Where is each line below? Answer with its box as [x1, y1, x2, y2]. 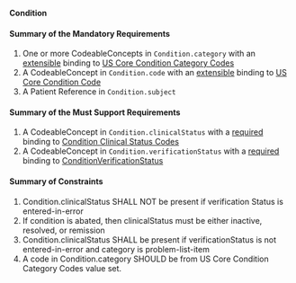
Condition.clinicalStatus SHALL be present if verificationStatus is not [22, 234, 277, 245]
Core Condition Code [22, 76, 102, 88]
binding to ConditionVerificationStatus [22, 155, 164, 166]
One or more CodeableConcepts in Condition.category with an [22, 49, 256, 59]
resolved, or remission [22, 225, 105, 235]
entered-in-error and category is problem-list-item [22, 243, 210, 254]
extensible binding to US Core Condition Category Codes [22, 57, 235, 68]
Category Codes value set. [22, 262, 122, 273]
